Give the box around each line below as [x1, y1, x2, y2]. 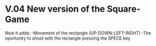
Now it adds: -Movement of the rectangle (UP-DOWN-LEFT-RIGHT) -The [5, 30, 151, 36]
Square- [107, 3, 141, 15]
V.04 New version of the [5, 3, 105, 15]
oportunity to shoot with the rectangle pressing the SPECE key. [5, 35, 132, 41]
